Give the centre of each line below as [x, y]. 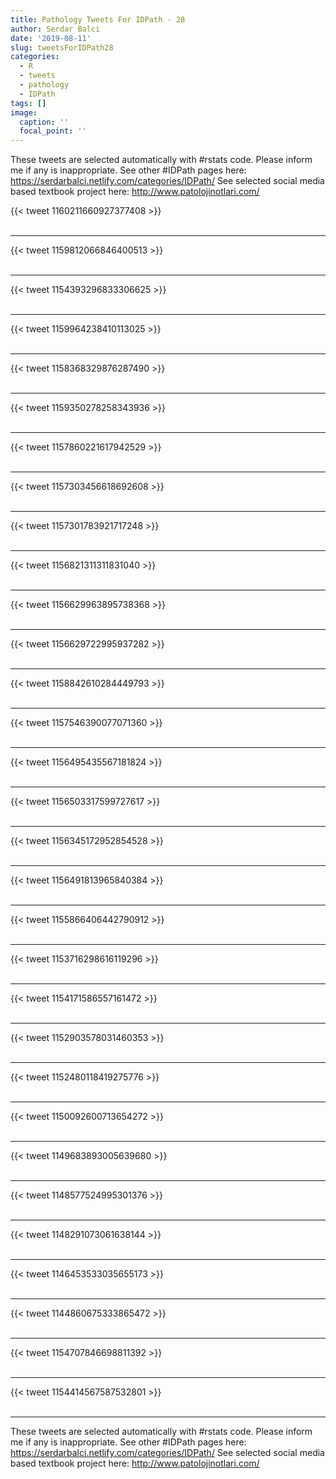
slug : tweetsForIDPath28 [62, 47]
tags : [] [28, 103]
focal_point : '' [53, 131]
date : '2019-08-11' [51, 38]
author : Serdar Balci [55, 29]
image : [24, 112]
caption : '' [44, 122]
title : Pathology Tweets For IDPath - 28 [98, 19]
